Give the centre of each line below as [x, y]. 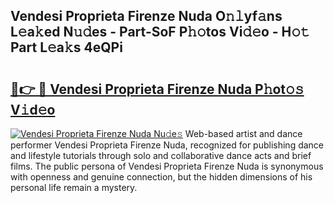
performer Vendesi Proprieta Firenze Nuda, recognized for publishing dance [167, 145]
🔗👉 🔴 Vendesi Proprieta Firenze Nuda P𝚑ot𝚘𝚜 [157, 89]
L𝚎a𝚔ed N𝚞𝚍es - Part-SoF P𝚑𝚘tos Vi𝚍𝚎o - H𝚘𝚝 [160, 32]
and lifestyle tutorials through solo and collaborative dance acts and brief [161, 155]
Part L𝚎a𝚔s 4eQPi [66, 47]
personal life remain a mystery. [74, 187]
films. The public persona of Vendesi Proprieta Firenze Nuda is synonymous [167, 166]
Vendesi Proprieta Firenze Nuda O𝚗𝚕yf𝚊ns [146, 16]
